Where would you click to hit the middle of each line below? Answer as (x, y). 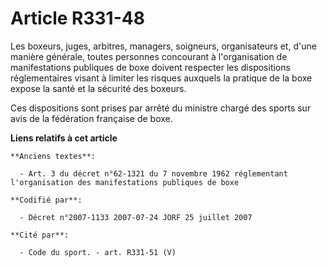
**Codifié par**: (46, 200)
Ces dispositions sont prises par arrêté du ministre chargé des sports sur (161, 108)
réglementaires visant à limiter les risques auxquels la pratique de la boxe (161, 78)
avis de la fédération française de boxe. (91, 118)
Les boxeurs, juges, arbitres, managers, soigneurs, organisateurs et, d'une (163, 46)
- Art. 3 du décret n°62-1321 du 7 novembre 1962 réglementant (153, 173)
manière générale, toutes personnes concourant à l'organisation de (149, 56)
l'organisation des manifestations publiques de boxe (125, 182)
